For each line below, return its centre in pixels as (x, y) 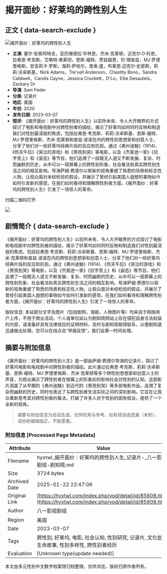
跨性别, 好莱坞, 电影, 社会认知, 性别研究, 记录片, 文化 (97, 537)
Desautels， (141, 78)
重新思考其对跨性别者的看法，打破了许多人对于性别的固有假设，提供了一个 (85, 398)
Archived (18, 481)
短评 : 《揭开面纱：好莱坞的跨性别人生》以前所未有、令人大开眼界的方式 (85, 121)
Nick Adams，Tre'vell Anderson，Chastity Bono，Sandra (98, 72)
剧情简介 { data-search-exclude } (57, 226)
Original (17, 495)
